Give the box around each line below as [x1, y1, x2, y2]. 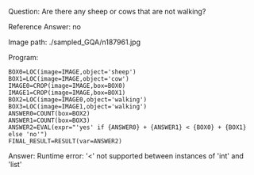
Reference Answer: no [8, 22, 82, 31]
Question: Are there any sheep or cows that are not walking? [8, 7, 206, 16]
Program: [8, 53, 39, 62]
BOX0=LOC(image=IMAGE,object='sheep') [8, 68, 137, 76]
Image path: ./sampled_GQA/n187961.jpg [8, 37, 141, 47]
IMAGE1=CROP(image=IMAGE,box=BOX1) [8, 89, 126, 97]
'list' [8, 160, 22, 169]
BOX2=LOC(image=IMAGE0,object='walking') [8, 96, 148, 104]
